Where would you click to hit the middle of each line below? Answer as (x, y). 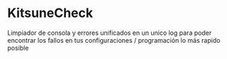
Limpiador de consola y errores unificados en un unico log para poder (110, 33)
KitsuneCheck (50, 13)
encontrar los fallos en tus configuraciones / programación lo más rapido (114, 40)
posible (18, 48)
